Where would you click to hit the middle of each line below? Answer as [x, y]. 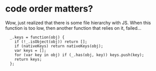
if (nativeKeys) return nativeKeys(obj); [59, 46]
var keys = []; [30, 50]
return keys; [28, 59]
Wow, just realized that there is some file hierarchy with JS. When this [78, 23]
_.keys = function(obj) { [37, 37]
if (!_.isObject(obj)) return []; [51, 42]
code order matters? [49, 9]
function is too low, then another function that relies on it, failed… [73, 28]
